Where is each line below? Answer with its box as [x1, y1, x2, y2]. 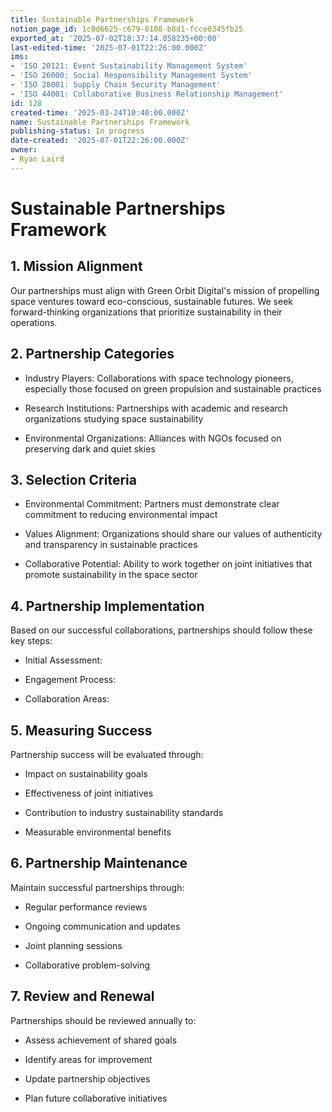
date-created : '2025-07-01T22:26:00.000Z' [10, 136, 190, 146]
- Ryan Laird [10, 154, 65, 164]
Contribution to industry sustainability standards [24, 807, 224, 818]
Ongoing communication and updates [24, 920, 181, 932]
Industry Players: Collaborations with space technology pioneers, [24, 372, 294, 384]
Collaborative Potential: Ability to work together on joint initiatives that [24, 558, 313, 570]
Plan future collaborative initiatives [24, 1092, 168, 1104]
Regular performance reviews [24, 901, 148, 913]
